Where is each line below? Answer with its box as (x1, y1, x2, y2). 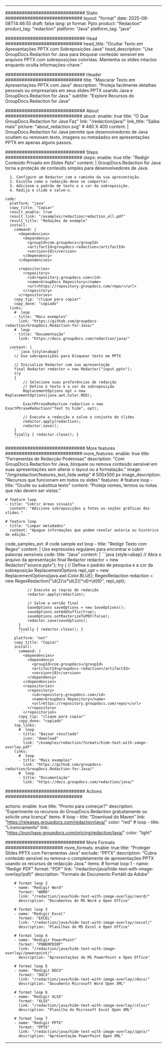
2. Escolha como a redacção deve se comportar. (9, 179, 110, 184)
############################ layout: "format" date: (5, 15, 128, 21)
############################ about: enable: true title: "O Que (5, 113, 149, 119)
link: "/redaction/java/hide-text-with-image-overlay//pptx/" (18, 1029, 150, 1034)
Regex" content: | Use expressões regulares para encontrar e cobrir (5, 546, 144, 552)
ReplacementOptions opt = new (23, 388, 85, 393)
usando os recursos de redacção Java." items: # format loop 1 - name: (5, 861, 149, 867)
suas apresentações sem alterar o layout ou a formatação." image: (5, 467, 141, 472)
